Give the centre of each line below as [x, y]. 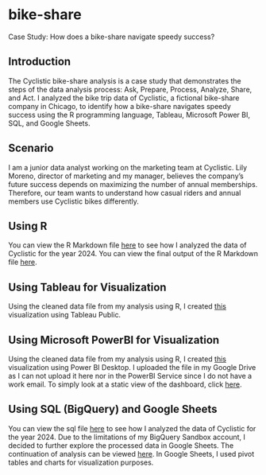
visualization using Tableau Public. [65, 315]
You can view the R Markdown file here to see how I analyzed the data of [127, 245]
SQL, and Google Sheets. [49, 123]
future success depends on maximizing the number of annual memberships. [133, 184]
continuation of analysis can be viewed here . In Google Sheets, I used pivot [131, 454]
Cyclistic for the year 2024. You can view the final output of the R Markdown [133, 254]
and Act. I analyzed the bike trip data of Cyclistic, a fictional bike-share [124, 98]
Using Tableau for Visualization [87, 287]
